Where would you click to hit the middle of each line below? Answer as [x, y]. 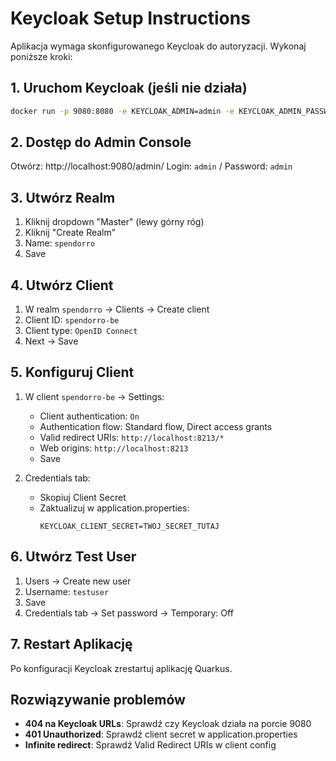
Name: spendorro [60, 243]
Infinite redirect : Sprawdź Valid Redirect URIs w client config [150, 745]
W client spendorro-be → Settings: [94, 396]
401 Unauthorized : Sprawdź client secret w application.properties [161, 734]
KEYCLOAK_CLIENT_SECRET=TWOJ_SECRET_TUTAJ [129, 526]
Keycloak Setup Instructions [130, 18]
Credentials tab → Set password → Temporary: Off [129, 613]
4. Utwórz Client [62, 285]
